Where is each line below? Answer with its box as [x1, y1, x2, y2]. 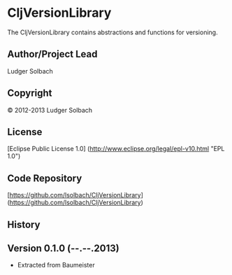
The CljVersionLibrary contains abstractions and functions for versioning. [7, 28, 218, 36]
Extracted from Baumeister [17, 261, 96, 269]
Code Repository [7, 172, 82, 184]
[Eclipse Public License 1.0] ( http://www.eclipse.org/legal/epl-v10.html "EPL [7, 145, 225, 153]
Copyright [7, 87, 52, 99]
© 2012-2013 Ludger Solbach [7, 106, 93, 114]
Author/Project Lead [7, 48, 98, 60]
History [7, 218, 41, 230]
